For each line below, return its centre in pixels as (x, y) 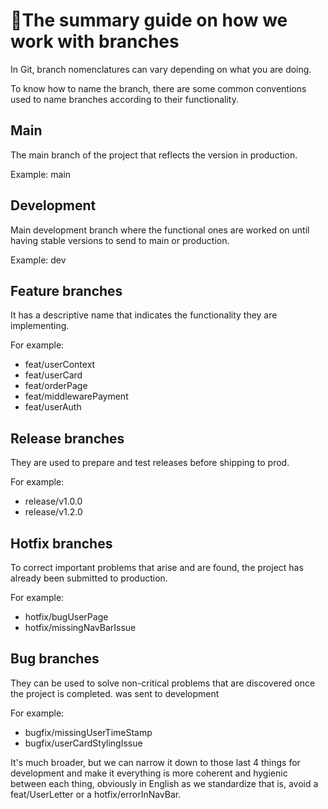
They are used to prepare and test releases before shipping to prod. (150, 463)
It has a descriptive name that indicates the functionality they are (144, 315)
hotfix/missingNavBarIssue (80, 627)
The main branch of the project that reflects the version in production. (154, 155)
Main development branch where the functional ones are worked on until (160, 230)
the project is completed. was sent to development (115, 693)
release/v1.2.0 (53, 512)
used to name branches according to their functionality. (124, 99)
